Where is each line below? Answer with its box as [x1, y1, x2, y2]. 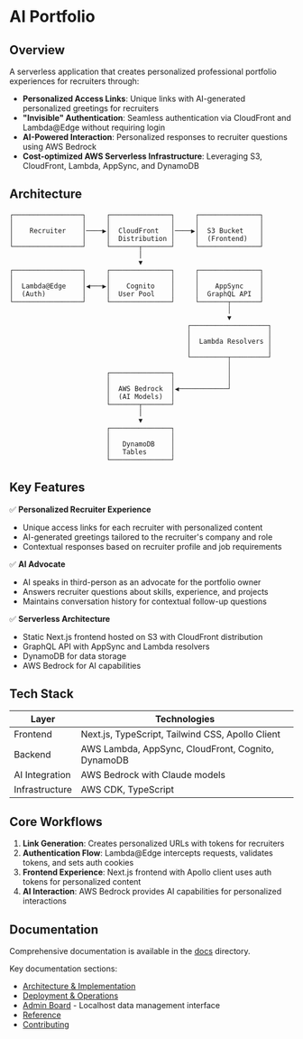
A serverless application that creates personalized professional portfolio [9, 66, 277, 77]
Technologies [154, 713, 215, 726]
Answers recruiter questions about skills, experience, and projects [22, 586, 269, 597]
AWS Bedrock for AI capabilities [22, 660, 142, 671]
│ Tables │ [106, 447, 176, 457]
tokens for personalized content [22, 877, 142, 887]
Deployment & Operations [22, 990, 119, 1001]
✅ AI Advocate [9, 558, 66, 570]
